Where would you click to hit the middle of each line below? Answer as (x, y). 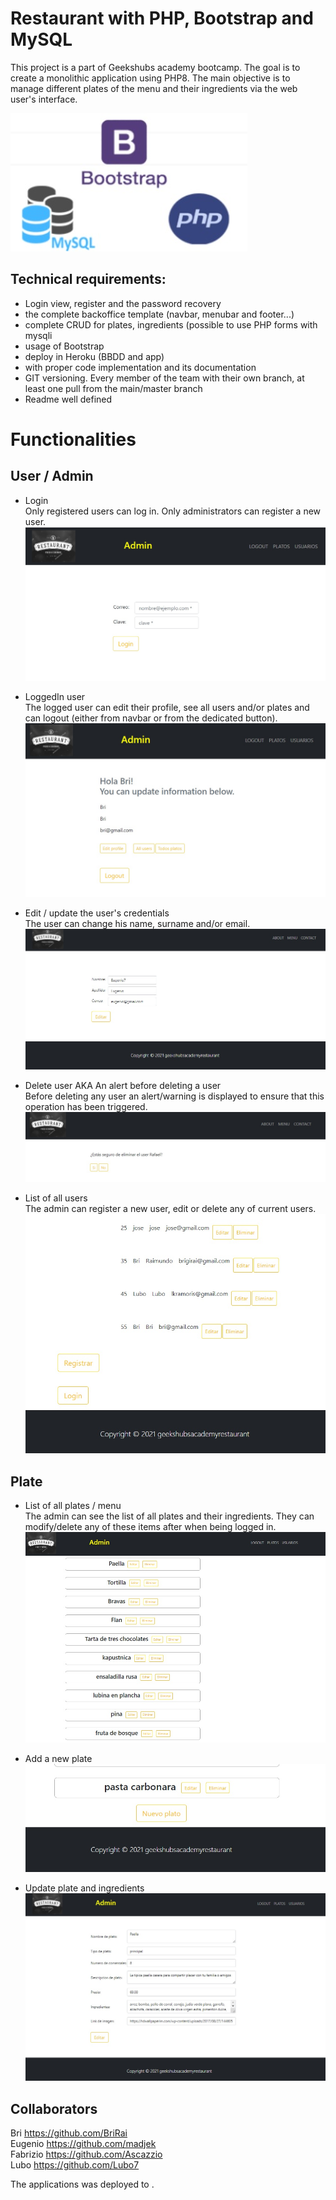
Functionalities (73, 439)
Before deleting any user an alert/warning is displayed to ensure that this (174, 1096)
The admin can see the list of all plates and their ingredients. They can (169, 1516)
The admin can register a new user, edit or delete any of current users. (170, 1209)
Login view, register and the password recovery (123, 303)
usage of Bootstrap (64, 346)
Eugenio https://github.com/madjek (83, 2143)
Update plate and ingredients (84, 1888)
